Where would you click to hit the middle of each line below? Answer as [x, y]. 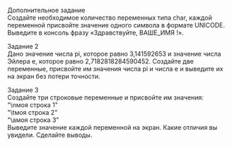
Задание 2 [23, 46]
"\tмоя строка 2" [33, 112]
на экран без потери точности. [54, 76]
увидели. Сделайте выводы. [50, 135]
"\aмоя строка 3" [33, 120]
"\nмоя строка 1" [33, 105]
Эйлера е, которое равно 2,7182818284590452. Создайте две [101, 61]
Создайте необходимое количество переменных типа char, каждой [110, 18]
